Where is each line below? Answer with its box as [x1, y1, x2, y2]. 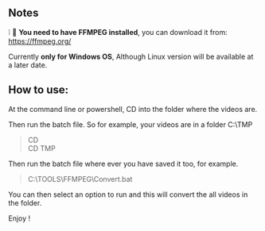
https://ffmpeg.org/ [8, 36, 72, 46]
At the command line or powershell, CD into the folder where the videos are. [8, 104, 258, 114]
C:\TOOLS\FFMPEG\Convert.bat [27, 174, 133, 183]
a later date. [8, 60, 48, 70]
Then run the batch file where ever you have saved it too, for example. [8, 159, 239, 168]
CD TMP [27, 143, 56, 153]
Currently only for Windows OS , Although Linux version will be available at [8, 52, 254, 61]
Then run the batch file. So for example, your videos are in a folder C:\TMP [8, 119, 253, 129]
